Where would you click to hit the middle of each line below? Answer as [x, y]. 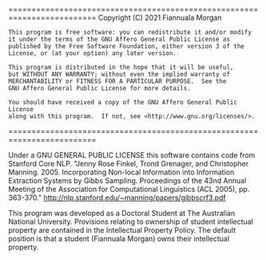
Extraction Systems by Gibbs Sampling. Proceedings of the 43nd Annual [127, 180]
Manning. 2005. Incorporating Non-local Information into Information [121, 172]
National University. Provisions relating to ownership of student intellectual [131, 222]
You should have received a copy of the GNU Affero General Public [123, 102]
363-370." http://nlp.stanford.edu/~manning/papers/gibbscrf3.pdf [117, 198]
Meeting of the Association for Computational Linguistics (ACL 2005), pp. [129, 189]
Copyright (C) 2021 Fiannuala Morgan [160, 18]
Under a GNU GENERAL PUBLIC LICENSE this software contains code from [132, 155]
